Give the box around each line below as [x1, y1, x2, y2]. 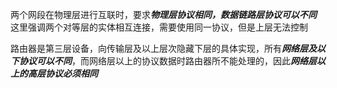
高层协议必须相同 [27, 68, 98, 79]
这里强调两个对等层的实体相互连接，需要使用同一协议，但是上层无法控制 [10, 21, 308, 33]
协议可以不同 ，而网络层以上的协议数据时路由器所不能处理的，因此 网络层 [18, 55, 317, 67]
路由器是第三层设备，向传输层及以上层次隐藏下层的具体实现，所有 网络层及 [10, 43, 317, 54]
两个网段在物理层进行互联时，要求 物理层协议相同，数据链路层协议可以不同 [10, 9, 317, 20]
